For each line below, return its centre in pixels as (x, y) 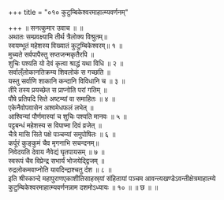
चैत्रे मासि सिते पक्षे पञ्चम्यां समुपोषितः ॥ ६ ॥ (62, 134)
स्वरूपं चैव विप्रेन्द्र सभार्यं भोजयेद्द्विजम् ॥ (56, 161)
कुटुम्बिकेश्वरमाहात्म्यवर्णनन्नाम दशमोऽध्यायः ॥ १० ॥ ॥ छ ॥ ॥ (83, 187)
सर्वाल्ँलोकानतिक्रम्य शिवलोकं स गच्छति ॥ (59, 72)
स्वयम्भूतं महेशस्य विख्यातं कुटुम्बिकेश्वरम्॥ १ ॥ (65, 46)
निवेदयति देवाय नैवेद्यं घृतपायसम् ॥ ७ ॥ (56, 152)
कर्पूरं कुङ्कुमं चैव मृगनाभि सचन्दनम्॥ (54, 143)
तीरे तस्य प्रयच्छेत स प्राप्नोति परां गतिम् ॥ (58, 90)
